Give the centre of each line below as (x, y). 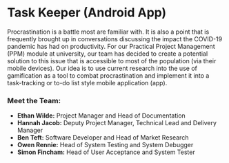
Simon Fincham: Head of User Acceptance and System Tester (106, 152)
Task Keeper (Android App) (87, 13)
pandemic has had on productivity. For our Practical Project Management (111, 46)
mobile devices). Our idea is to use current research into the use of (102, 68)
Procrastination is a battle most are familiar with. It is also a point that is (108, 32)
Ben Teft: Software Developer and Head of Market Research (103, 138)
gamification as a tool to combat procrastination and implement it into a (108, 75)
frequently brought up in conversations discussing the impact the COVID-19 (115, 39)
